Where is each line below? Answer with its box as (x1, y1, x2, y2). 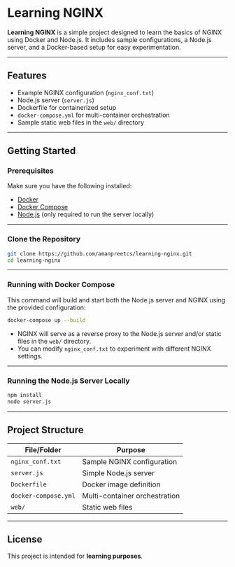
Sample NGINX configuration (82, 456, 177, 466)
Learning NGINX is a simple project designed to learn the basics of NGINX (7, 28, 222, 36)
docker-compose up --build (7, 316, 86, 323)
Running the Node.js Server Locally (7, 376, 131, 386)
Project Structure (7, 424, 84, 436)
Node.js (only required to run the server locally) (17, 210, 155, 218)
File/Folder (24, 444, 62, 454)
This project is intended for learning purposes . (7, 552, 143, 561)
